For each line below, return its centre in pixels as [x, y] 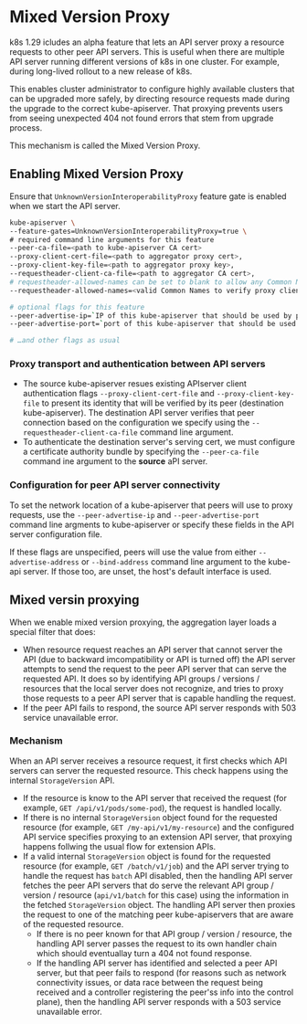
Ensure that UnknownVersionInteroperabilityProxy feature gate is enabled [148, 196]
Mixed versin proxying [74, 600]
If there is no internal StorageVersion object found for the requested [150, 817]
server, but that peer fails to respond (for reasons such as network [161, 972]
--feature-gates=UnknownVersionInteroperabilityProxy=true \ [128, 231]
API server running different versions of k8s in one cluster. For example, [145, 61]
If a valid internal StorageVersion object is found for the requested [147, 856]
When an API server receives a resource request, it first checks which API [148, 761]
